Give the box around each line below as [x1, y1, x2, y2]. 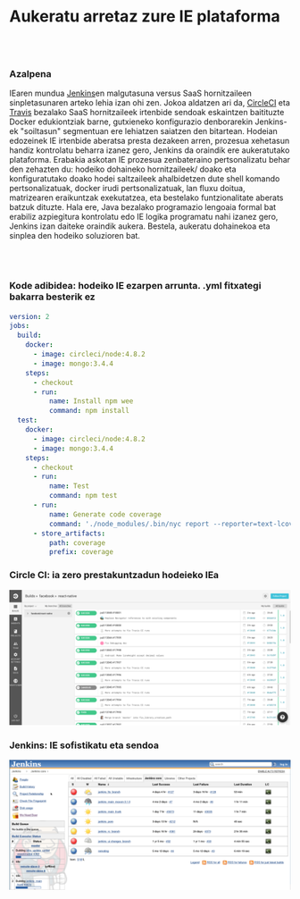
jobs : [9, 322, 29, 331]
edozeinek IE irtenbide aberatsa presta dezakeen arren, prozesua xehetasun [9, 136, 290, 147]
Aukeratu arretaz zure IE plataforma [9, 6, 281, 27]
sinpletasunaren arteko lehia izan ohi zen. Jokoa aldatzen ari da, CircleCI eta [9, 97, 290, 108]
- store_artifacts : [32, 529, 105, 538]
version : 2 [9, 312, 50, 321]
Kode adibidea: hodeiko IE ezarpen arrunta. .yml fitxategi [9, 280, 262, 292]
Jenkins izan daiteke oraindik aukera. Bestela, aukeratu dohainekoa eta [9, 221, 271, 231]
